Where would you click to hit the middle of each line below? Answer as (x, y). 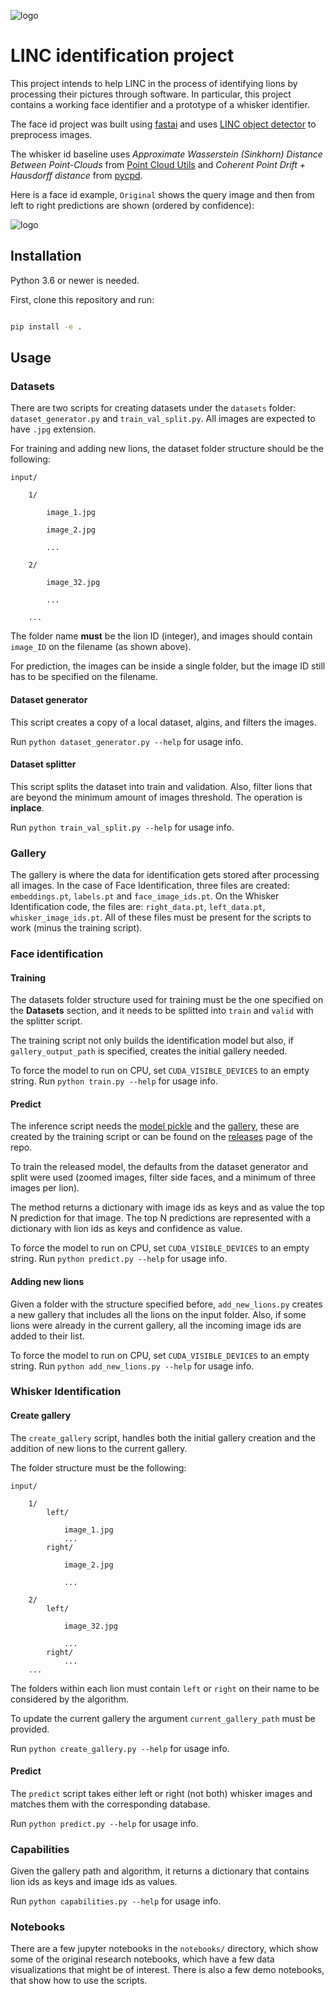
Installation (46, 256)
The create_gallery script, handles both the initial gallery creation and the (163, 1437)
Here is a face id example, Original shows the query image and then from (162, 194)
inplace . (27, 807)
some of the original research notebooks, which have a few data (142, 1959)
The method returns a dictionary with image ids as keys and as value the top (167, 1207)
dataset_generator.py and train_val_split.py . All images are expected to (163, 419)
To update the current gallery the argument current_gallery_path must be (163, 1718)
